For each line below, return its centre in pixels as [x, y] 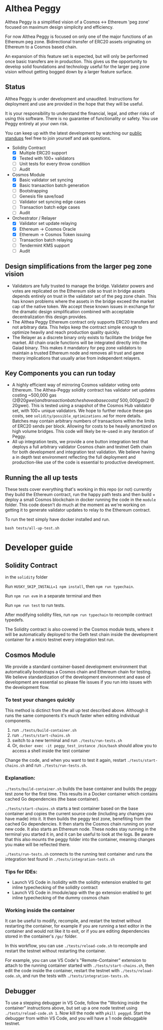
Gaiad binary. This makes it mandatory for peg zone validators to [77, 347]
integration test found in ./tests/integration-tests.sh [60, 859]
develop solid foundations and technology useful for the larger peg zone [77, 67]
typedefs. [15, 620]
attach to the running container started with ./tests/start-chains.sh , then [80, 965]
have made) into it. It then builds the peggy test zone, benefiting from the [78, 819]
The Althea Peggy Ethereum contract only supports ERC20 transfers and [85, 322]
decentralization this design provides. [49, 317]
